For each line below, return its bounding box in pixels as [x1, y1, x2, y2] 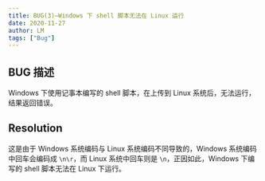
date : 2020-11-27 [8, 19, 66, 27]
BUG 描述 [8, 65, 54, 79]
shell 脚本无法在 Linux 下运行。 [23, 163, 126, 173]
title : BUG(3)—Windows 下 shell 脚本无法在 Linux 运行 [8, 11, 185, 20]
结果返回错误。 [8, 98, 57, 108]
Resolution [8, 121, 63, 136]
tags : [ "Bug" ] [8, 33, 56, 42]
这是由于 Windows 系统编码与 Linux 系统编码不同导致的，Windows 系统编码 [8, 144, 257, 153]
